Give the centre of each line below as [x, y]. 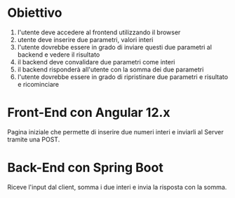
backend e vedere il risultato [59, 55]
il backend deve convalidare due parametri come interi [96, 62]
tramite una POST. [34, 139]
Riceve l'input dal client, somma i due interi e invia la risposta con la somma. [117, 187]
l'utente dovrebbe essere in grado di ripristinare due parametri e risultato [123, 77]
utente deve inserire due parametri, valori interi [85, 39]
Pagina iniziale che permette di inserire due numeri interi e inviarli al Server [115, 132]
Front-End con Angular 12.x [89, 113]
